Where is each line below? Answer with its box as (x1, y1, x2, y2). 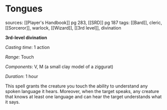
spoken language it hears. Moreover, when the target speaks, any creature (5, 88, 159, 94)
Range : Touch (5, 53, 34, 60)
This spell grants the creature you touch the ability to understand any (5, 83, 148, 89)
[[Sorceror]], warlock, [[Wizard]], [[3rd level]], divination (5, 24, 121, 30)
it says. (5, 98, 20, 105)
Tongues (5, 3, 43, 14)
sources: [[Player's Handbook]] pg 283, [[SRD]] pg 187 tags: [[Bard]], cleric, (5, 19, 162, 25)
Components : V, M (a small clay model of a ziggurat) (5, 63, 114, 69)
